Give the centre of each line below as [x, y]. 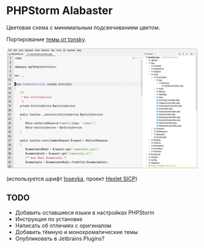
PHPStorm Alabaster [60, 11]
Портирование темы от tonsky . [46, 39]
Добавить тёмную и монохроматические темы [76, 232]
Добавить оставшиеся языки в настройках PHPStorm [85, 212]
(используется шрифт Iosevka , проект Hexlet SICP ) [72, 179]
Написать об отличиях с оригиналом [63, 225]
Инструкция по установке [49, 219]
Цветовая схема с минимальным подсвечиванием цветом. [83, 27]
